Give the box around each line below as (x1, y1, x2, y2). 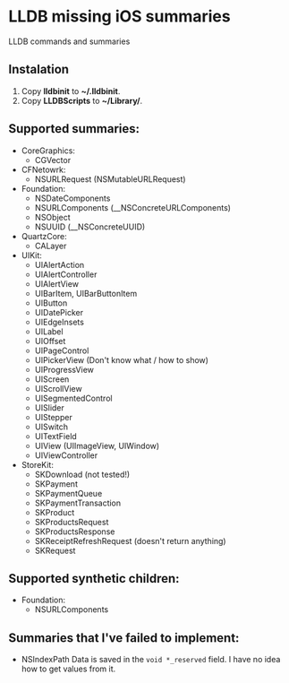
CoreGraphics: (21, 145, 75, 156)
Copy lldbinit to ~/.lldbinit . (21, 85, 121, 96)
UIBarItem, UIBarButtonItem (34, 288, 138, 298)
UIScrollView (34, 383, 82, 393)
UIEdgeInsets (34, 316, 84, 327)
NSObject (34, 212, 71, 222)
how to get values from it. (21, 663, 116, 674)
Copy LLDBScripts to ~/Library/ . (21, 95, 143, 106)
